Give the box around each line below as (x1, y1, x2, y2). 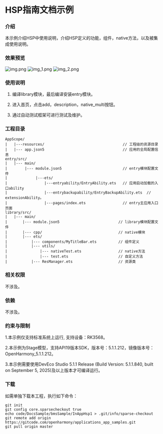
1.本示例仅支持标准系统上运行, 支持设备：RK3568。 (5, 334, 108, 340)
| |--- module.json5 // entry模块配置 (5, 166, 155, 171)
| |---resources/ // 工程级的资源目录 (5, 142, 159, 147)
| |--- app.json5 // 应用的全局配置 (5, 147, 155, 152)
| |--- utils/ (5, 244, 55, 249)
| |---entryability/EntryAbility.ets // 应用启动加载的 (5, 181, 155, 186)
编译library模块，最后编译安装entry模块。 (12, 91, 96, 97)
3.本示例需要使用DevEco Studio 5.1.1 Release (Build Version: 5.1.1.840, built (5, 361, 153, 367)
